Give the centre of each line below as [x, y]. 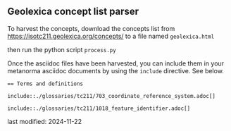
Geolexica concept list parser [73, 12]
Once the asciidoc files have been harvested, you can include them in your [115, 63]
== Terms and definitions [45, 84]
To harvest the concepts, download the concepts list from [91, 28]
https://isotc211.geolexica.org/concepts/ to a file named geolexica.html [111, 36]
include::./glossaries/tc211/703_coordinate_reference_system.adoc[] [112, 96]
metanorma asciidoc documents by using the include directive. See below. [115, 70]
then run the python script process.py [62, 49]
